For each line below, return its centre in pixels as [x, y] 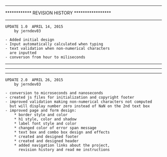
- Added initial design [30, 40]
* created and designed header [46, 141]
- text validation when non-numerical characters [58, 48]
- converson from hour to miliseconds [45, 57]
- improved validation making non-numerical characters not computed [79, 102]
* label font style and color [45, 124]
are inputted [23, 53]
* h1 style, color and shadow [45, 119]
